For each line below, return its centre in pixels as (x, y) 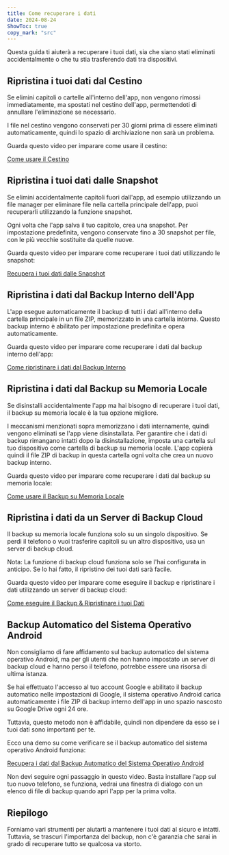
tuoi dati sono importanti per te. (51, 730)
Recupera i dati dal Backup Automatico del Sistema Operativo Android (106, 763)
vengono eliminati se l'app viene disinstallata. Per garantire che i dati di (107, 433)
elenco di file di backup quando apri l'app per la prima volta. (92, 791)
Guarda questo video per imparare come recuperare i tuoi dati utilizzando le (114, 253)
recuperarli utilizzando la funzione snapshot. (70, 212)
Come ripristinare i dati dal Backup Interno (67, 367)
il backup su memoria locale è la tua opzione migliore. (83, 413)
